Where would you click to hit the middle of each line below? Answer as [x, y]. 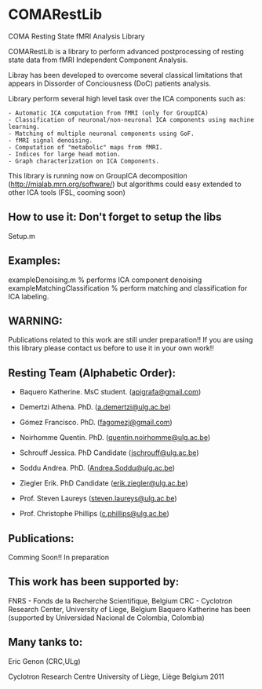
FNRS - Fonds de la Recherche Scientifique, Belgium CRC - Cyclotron [120, 601]
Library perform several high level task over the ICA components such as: [127, 98]
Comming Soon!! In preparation [59, 557]
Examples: [35, 261]
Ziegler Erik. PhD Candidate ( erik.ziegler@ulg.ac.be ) [104, 483]
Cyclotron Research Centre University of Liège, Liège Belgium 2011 [116, 676]
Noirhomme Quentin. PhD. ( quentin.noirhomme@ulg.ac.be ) [115, 438]
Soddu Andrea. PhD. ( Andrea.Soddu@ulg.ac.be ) [97, 468]
